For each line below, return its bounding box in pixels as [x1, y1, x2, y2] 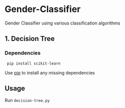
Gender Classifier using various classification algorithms [4, 20, 121, 26]
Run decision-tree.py [4, 97, 50, 103]
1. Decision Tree [4, 34, 55, 43]
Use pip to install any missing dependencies [4, 69, 95, 75]
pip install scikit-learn [6, 61, 61, 66]
